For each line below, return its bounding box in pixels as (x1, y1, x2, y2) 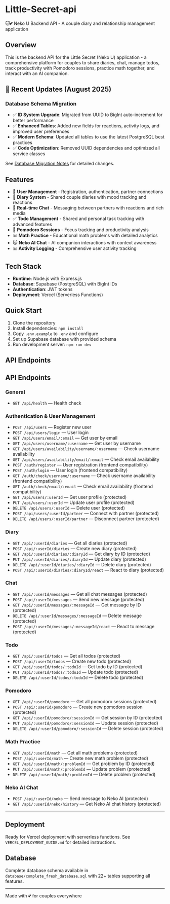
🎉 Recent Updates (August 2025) (5, 85, 112, 94)
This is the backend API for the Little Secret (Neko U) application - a (5, 54, 147, 60)
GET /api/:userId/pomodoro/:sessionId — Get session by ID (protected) (12, 715, 163, 721)
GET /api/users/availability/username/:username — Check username (12, 446, 160, 452)
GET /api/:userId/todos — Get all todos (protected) (12, 653, 121, 659)
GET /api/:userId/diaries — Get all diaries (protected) (12, 540, 127, 546)
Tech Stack (5, 262, 41, 271)
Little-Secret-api (5, 4, 77, 15)
